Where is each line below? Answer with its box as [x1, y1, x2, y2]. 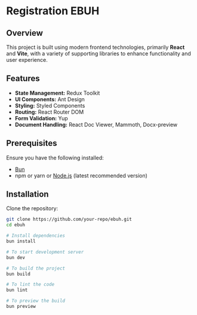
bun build [6, 271, 31, 277]
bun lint [6, 287, 28, 293]
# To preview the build [6, 298, 66, 304]
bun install [6, 238, 36, 245]
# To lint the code [6, 282, 55, 288]
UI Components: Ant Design [14, 95, 85, 102]
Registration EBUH [6, 4, 100, 18]
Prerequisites [6, 138, 57, 148]
